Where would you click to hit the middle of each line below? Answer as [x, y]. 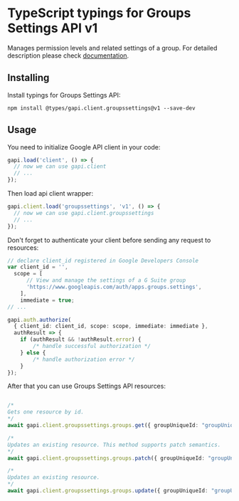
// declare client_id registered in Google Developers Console [103, 260]
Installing [28, 78]
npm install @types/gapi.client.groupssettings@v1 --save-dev [101, 108]
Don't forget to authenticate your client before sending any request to [109, 240]
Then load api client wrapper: [51, 194]
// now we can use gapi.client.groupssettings [84, 213]
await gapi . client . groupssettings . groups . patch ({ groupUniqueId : [106, 458]
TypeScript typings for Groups [99, 13]
